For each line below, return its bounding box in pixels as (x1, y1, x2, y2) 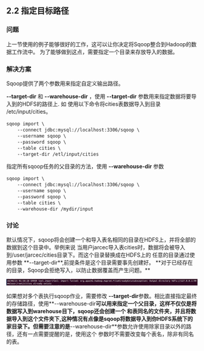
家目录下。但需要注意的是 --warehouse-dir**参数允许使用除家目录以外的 (6, 322, 186, 330)
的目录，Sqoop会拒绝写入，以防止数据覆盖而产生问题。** (6, 266, 151, 274)
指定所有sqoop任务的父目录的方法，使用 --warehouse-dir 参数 (6, 162, 165, 170)
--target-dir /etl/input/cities (17, 151, 99, 157)
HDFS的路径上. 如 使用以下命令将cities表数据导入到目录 (22, 100, 161, 108)
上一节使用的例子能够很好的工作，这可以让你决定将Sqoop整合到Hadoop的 (6, 40, 192, 47)
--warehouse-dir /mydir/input (17, 206, 94, 212)
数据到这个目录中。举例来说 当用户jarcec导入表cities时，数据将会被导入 (6, 244, 186, 251)
